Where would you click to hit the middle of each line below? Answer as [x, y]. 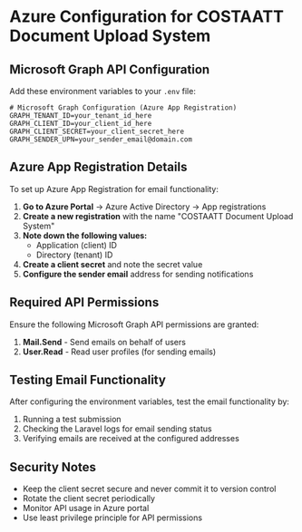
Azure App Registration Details [98, 167]
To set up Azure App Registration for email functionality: [114, 189]
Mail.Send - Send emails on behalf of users [104, 342]
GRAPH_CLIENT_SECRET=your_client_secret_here [97, 131]
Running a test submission [72, 420]
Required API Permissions [84, 302]
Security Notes [53, 467]
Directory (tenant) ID [74, 255]
